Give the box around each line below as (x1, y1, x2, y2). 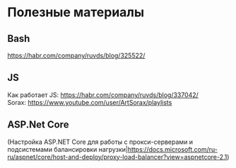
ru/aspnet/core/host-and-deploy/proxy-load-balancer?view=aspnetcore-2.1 (7, 152, 228, 161)
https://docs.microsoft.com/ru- (127, 145, 218, 153)
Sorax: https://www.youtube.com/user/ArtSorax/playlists (7, 98, 172, 106)
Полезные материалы (7, 4, 145, 21)
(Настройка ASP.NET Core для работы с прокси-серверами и (7, 138, 193, 146)
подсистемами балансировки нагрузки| (7, 145, 129, 153)
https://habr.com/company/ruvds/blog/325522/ (7, 51, 146, 60)
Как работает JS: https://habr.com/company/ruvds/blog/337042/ (7, 90, 199, 99)
